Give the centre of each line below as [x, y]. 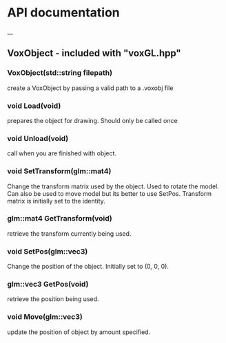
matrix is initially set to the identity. [56, 201]
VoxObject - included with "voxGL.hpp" [94, 53]
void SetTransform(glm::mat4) [59, 171]
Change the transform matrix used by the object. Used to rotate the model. [113, 186]
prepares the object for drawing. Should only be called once [92, 120]
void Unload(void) [38, 138]
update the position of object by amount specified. [79, 332]
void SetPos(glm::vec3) [48, 251]
